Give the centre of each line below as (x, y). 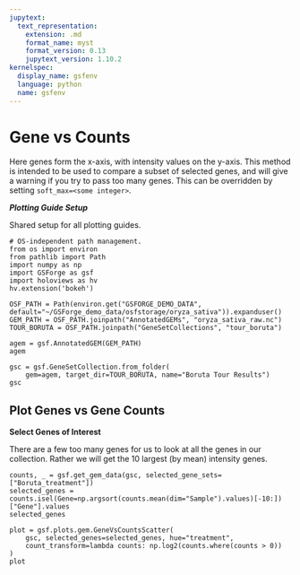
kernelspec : (31, 68)
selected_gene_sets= (184, 475)
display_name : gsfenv (58, 76)
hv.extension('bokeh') (51, 289)
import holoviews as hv (54, 281)
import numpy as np (46, 266)
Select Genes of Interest (55, 432)
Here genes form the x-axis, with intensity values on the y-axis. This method (150, 161)
